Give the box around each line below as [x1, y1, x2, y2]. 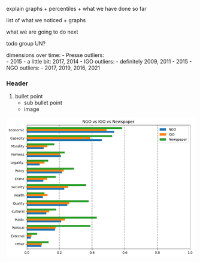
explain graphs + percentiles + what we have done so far [6, 5, 147, 12]
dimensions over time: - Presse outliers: [6, 52, 105, 59]
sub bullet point [23, 99, 63, 107]
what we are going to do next [6, 28, 78, 35]
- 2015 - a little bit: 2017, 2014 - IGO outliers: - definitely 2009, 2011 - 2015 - [6, 58, 192, 65]
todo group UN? [6, 40, 46, 47]
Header [6, 79, 29, 88]
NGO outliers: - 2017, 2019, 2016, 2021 [6, 64, 101, 71]
